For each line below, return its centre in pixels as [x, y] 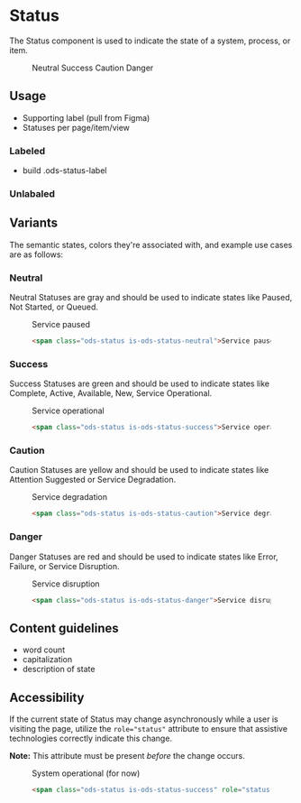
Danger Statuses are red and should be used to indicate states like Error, [144, 557]
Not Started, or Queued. [54, 307]
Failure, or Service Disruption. [64, 566]
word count [44, 650]
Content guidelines [64, 628]
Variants [34, 223]
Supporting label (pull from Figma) [86, 117]
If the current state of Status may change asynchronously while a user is [144, 719]
